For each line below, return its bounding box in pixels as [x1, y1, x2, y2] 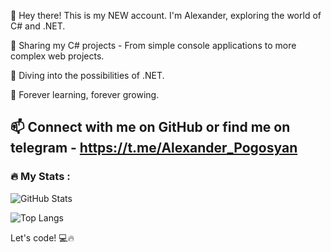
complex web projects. [10, 50, 105, 62]
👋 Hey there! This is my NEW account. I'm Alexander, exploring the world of [10, 10, 322, 21]
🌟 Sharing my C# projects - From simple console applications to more [10, 40, 297, 51]
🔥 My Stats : [10, 170, 71, 184]
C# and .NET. [10, 20, 66, 32]
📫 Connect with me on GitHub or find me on [10, 119, 291, 136]
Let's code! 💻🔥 [10, 231, 75, 244]
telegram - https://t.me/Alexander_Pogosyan [10, 140, 298, 157]
